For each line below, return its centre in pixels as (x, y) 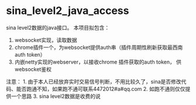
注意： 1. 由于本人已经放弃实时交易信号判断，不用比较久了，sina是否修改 (94, 81)
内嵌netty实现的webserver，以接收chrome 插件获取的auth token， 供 (98, 62)
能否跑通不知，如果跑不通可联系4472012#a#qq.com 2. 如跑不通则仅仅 (101, 89)
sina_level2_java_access (68, 11)
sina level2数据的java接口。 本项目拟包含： (58, 27)
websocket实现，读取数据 (46, 40)
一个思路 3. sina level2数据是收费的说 (56, 96)
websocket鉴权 (33, 69)
